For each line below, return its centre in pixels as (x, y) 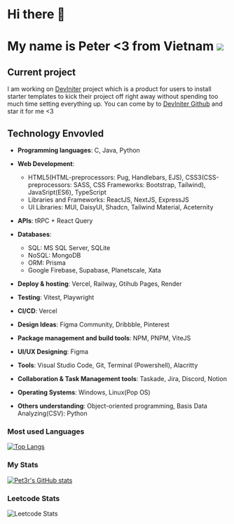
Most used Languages (46, 432)
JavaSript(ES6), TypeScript (67, 192)
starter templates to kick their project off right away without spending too (113, 97)
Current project (42, 72)
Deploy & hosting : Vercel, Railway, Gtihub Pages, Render (99, 284)
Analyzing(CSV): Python (52, 413)
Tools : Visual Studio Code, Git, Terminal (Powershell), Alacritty (108, 365)
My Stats (23, 465)
